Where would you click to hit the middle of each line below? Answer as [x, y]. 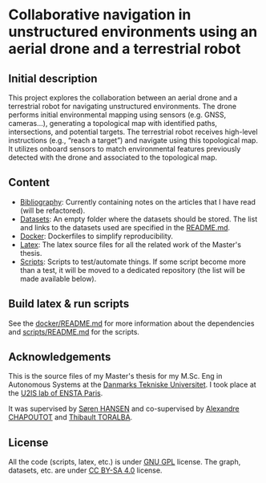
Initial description [53, 78]
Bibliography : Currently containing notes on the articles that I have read [138, 201]
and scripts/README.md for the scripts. [74, 331]
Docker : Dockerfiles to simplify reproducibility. [97, 236]
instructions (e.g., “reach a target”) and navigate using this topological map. [133, 140]
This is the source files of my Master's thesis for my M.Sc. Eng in [115, 376]
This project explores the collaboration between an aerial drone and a [123, 97]
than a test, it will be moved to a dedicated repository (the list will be [133, 270]
